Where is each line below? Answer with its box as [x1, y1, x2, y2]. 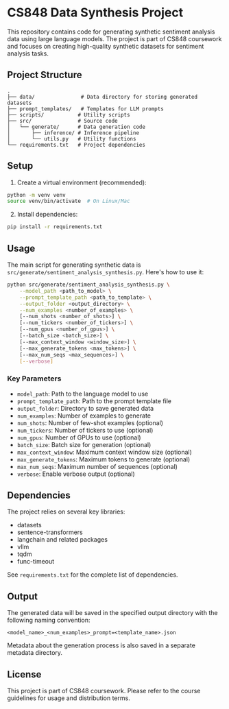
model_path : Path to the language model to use [16, 389, 149, 398]
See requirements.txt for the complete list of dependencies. [7, 570, 178, 579]
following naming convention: [7, 616, 91, 625]
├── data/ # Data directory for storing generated [7, 93, 197, 100]
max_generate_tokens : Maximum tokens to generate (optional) [16, 455, 191, 464]
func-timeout [16, 557, 55, 566]
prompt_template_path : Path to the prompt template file [16, 396, 172, 405]
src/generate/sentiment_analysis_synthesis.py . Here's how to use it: [7, 268, 204, 276]
